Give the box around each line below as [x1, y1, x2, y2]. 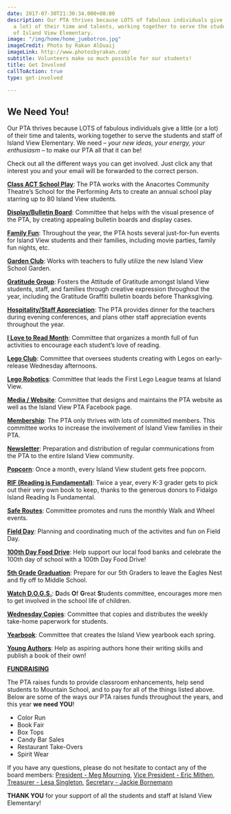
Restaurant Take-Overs [16, 743, 83, 751]
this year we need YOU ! [7, 700, 75, 708]
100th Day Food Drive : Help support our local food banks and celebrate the [7, 548, 221, 556]
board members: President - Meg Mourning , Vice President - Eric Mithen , [7, 771, 215, 780]
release [7, 361, 29, 370]
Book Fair [16, 721, 45, 729]
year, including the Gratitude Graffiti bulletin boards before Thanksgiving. [7, 292, 214, 301]
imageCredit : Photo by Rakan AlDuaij [7, 42, 115, 49]
